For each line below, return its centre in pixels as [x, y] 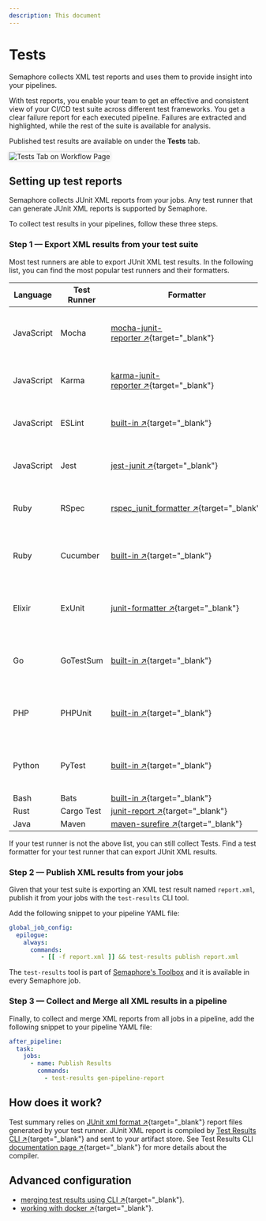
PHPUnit [76, 713]
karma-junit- [136, 375]
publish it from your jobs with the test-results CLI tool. [99, 898]
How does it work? [56, 1103]
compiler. [24, 1155]
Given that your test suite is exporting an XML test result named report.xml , [132, 889]
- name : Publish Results [71, 1063]
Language [33, 295]
